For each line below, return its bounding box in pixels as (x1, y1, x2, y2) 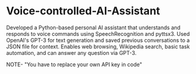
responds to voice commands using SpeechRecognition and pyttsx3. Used (6, 30, 190, 37)
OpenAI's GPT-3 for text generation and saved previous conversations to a (6, 36, 190, 44)
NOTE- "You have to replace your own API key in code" (6, 61, 142, 68)
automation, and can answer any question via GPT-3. (6, 49, 137, 56)
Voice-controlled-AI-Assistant (6, 4, 160, 18)
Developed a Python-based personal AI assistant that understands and (6, 24, 181, 31)
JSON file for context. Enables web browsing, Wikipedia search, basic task (6, 43, 190, 50)
